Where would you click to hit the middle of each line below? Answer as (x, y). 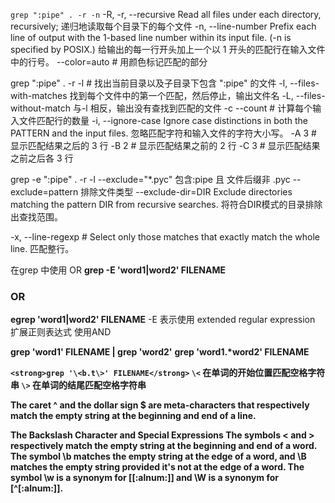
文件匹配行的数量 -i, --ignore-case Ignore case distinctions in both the (163, 120)
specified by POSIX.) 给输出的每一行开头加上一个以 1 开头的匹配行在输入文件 (168, 49)
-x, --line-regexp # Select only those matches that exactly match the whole (165, 237)
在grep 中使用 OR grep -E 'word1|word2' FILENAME (118, 270)
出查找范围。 (36, 217)
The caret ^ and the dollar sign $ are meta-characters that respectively (160, 405)
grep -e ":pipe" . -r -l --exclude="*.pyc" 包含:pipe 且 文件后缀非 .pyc (150, 179)
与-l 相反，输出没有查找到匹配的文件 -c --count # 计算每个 (192, 108)
